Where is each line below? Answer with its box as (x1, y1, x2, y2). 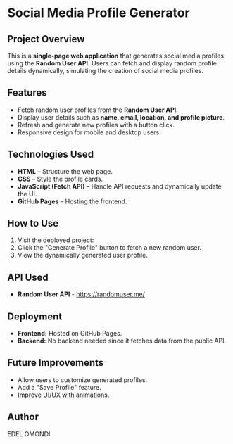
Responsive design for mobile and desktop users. (17, 128, 161, 137)
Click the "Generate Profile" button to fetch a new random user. (17, 243, 202, 252)
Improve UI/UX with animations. (17, 391, 110, 399)
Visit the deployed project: (17, 236, 94, 244)
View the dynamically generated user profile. (17, 251, 148, 260)
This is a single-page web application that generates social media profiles (7, 51, 224, 60)
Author (7, 411, 39, 423)
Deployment (7, 310, 63, 322)
